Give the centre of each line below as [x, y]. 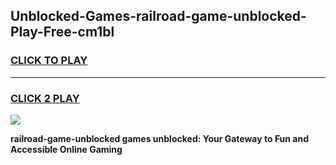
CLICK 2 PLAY [45, 98]
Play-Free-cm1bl [62, 32]
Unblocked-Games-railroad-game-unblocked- [158, 16]
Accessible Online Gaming [66, 149]
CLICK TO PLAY [49, 61]
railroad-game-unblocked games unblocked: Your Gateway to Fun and [160, 138]
